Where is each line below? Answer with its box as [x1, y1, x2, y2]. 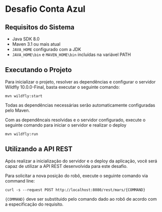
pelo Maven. [5, 107, 30, 113]
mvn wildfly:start [5, 93, 43, 99]
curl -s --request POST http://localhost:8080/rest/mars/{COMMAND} [5, 187, 146, 192]
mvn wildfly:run [5, 132, 38, 136]
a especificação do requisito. [5, 201, 64, 207]
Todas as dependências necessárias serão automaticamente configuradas [5, 102, 156, 108]
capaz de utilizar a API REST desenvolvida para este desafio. [5, 163, 128, 169]
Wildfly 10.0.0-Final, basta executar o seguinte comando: [5, 84, 120, 90]
